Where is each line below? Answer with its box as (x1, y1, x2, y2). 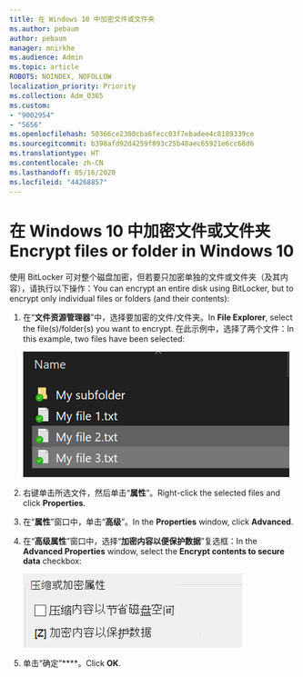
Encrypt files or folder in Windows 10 (9, 241, 294, 261)
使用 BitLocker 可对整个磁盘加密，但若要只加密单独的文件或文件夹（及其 (9, 272, 281, 283)
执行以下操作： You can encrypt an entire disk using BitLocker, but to (36, 283, 294, 294)
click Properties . (22, 498, 86, 509)
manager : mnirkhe (9, 44, 76, 53)
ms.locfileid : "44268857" (9, 177, 107, 186)
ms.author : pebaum (9, 24, 79, 34)
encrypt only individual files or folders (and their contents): (9, 294, 230, 304)
